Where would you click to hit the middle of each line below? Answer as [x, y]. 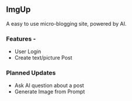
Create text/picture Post [43, 58]
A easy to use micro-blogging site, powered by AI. [66, 23]
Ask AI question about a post [49, 86]
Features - [21, 39]
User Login [28, 51]
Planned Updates [31, 73]
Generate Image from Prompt [50, 92]
